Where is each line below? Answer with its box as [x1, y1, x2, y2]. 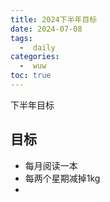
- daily [19, 42, 56, 53]
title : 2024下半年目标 [10, 14, 98, 25]
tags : [10, 33, 33, 43]
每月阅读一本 [24, 159, 78, 171]
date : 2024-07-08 [10, 24, 83, 34]
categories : [10, 52, 60, 62]
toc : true [10, 71, 52, 81]
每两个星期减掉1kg [24, 172, 101, 184]
